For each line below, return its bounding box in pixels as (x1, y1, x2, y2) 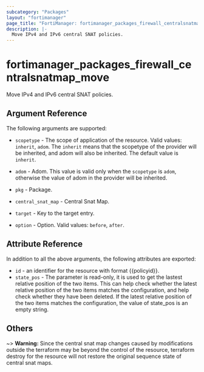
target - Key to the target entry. (15, 209, 95, 217)
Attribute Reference (6, 239, 83, 250)
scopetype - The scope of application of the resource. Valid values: (15, 136, 182, 144)
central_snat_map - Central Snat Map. (15, 197, 110, 205)
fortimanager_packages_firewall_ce (6, 58, 192, 72)
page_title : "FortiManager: (6, 20, 78, 26)
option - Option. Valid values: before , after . (15, 221, 124, 228)
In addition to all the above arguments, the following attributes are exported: (6, 255, 196, 262)
